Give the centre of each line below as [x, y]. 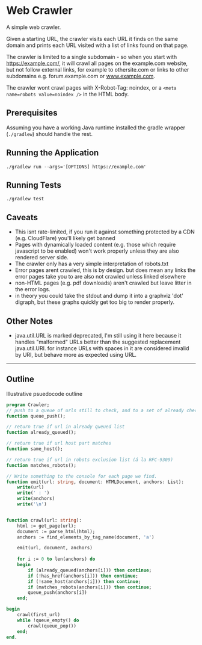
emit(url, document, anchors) [55, 548]
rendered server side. [42, 258]
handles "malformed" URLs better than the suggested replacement [98, 342]
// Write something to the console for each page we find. [82, 476]
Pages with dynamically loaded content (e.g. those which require [95, 245]
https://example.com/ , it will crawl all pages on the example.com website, [97, 63]
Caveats [22, 217]
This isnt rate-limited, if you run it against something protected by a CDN [105, 232]
